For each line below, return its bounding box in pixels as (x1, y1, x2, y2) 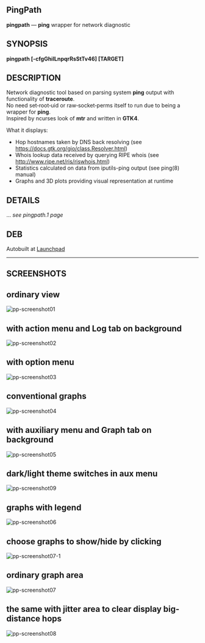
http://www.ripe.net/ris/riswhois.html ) (15, 158, 110, 165)
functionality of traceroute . (6, 95, 75, 103)
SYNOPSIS (6, 39, 48, 49)
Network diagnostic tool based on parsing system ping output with (6, 89, 174, 96)
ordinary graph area (6, 570, 84, 581)
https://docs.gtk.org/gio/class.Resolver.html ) (15, 145, 128, 152)
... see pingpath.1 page (6, 211, 63, 219)
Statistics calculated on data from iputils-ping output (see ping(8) (15, 164, 180, 172)
